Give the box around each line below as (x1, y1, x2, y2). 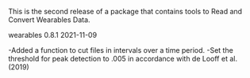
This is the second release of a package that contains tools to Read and (8, 7, 243, 16)
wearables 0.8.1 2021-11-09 (8, 31, 98, 39)
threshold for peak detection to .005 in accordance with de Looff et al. (8, 54, 238, 63)
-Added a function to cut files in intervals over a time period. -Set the (8, 46, 234, 54)
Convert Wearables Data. (8, 15, 90, 24)
